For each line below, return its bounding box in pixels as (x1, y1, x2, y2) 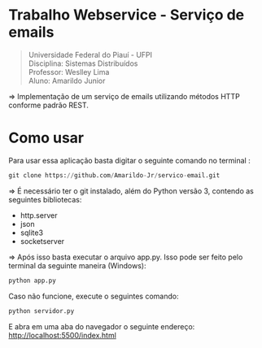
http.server (20, 210, 58, 220)
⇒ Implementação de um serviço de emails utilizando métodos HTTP (8, 91, 240, 101)
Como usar (8, 128, 85, 147)
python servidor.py (8, 307, 75, 315)
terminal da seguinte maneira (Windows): (8, 260, 146, 270)
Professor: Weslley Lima (28, 67, 110, 76)
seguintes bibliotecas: (8, 194, 82, 204)
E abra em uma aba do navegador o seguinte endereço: (8, 321, 195, 331)
